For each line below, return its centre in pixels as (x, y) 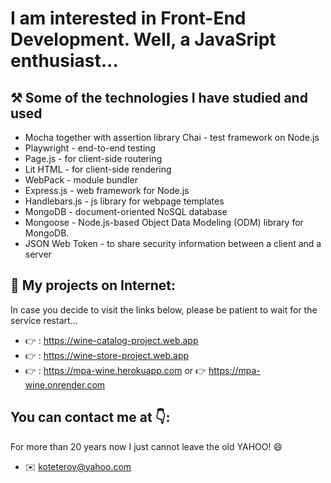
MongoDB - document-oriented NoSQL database (126, 211)
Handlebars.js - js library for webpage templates (124, 201)
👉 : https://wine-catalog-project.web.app (111, 340)
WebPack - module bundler (81, 180)
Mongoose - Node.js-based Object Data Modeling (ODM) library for (164, 222)
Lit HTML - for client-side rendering (98, 169)
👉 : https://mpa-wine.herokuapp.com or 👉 (115, 370)
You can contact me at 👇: (90, 417)
